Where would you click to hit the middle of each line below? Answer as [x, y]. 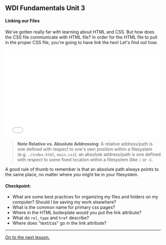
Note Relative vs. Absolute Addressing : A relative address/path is [85, 144]
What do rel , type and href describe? [51, 218]
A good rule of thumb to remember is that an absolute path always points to [82, 169]
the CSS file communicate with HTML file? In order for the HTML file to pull [81, 37]
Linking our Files [22, 21]
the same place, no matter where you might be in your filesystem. [72, 175]
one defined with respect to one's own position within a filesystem [85, 149]
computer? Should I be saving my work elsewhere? [64, 202]
